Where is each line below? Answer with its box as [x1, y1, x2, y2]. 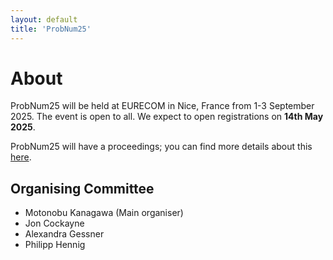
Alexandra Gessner [24, 228, 105, 240]
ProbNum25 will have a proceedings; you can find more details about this [10, 141, 313, 153]
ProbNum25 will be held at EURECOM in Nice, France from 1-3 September [10, 100, 315, 112]
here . [10, 151, 32, 163]
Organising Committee [10, 180, 155, 197]
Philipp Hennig [24, 239, 86, 251]
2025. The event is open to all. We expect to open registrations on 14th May [10, 111, 324, 123]
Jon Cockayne [24, 217, 85, 230]
